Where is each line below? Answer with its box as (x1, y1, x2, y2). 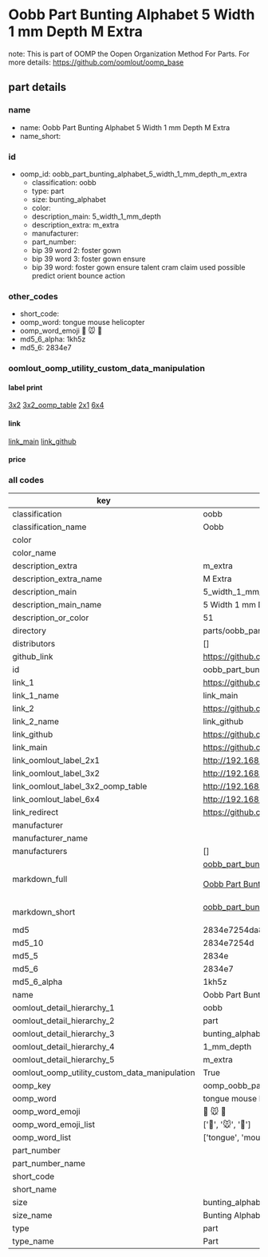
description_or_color (12, 612, 89, 623)
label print (8, 382, 43, 392)
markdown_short (12, 907, 76, 918)
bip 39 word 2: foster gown (31, 245, 121, 255)
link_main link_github (8, 437, 77, 446)
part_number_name (12, 1158, 85, 1169)
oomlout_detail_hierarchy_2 (12, 1015, 115, 1026)
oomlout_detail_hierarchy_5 (12, 1054, 115, 1065)
